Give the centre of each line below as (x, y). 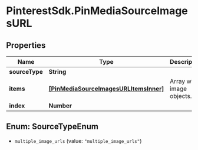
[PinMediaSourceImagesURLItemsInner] (106, 89)
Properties (26, 45)
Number (60, 106)
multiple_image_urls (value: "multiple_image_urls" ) (78, 141)
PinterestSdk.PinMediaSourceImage (97, 11)
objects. (181, 96)
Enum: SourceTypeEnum (52, 127)
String (57, 72)
